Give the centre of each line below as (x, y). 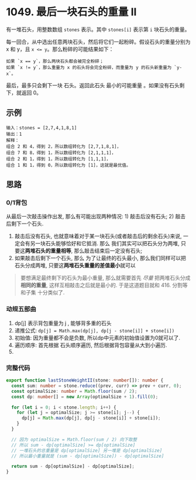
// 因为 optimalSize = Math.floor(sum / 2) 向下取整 (74, 440)
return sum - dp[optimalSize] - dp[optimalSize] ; (73, 467)
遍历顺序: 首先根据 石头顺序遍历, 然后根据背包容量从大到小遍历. (91, 345)
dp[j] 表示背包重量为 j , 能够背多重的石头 (63, 323)
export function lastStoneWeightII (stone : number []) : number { (85, 380)
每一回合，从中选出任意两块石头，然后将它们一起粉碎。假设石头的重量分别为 (98, 42)
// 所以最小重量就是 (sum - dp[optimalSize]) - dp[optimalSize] (88, 456)
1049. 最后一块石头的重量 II (71, 12)
